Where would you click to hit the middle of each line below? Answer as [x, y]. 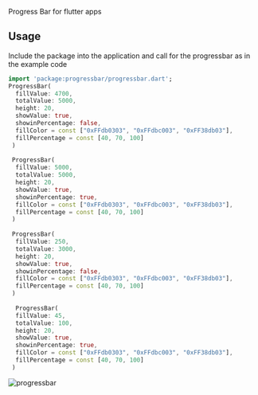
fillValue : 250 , [42, 242]
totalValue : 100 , [44, 323]
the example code [38, 64]
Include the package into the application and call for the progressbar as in [129, 56]
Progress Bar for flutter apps [55, 12]
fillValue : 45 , [41, 315]
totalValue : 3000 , [46, 249]
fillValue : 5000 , [44, 168]
